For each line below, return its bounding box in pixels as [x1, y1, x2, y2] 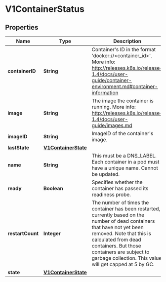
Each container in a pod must [91, 159, 160, 165]
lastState [7, 144, 30, 151]
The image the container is [91, 97, 154, 104]
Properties [5, 23, 39, 32]
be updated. [91, 171, 120, 177]
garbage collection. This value [91, 255, 162, 261]
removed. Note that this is [91, 230, 152, 237]
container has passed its [91, 185, 149, 192]
